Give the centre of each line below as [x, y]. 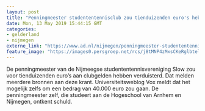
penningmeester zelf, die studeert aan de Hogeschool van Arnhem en [94, 95]
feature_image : [26, 52]
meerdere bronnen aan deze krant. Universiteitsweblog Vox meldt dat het [98, 82]
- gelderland [23, 35]
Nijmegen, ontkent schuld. [39, 101]
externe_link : [24, 46]
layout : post [23, 12]
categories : [21, 29]
